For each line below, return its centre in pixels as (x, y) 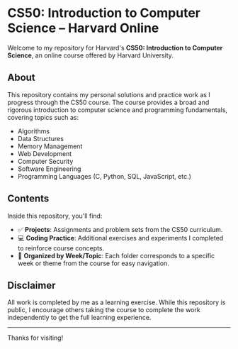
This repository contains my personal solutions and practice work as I (109, 94)
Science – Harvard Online (83, 28)
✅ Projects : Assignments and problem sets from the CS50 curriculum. (120, 229)
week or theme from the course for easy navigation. (93, 263)
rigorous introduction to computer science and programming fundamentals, (118, 110)
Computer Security (45, 161)
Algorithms (34, 131)
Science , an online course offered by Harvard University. (90, 55)
